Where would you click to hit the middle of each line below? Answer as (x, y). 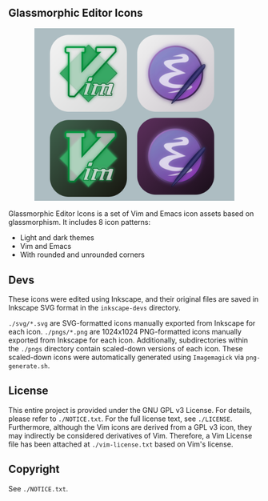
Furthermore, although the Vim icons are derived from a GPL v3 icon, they (130, 427)
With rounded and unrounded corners (82, 255)
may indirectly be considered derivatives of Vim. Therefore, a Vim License (130, 435)
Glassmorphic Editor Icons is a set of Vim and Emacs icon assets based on (131, 214)
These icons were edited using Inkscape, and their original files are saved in (134, 299)
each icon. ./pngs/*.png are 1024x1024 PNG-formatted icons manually (125, 331)
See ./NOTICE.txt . (38, 488)
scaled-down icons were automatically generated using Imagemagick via (126, 357)
